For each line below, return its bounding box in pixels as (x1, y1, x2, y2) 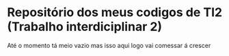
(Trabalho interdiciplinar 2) (7, 19, 163, 34)
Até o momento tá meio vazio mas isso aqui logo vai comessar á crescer (7, 41, 211, 49)
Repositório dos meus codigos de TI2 (7, 5, 223, 20)
